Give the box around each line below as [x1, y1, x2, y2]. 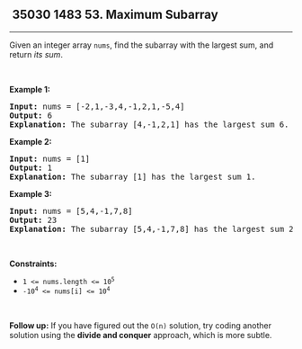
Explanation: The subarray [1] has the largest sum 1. [9, 171, 256, 182]
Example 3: [9, 188, 52, 199]
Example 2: [9, 136, 52, 147]
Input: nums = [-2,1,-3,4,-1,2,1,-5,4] [9, 101, 185, 112]
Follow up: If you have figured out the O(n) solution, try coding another [9, 319, 272, 331]
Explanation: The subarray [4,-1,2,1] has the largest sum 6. [9, 119, 289, 130]
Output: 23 [9, 215, 58, 225]
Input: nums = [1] [9, 153, 91, 164]
